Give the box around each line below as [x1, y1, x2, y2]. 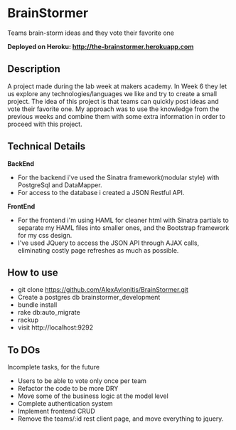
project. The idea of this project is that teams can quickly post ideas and [7, 97, 219, 105]
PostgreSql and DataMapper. [17, 180, 102, 189]
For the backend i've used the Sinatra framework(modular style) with [17, 173, 220, 182]
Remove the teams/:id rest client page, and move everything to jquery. [17, 414, 224, 423]
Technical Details [7, 140, 86, 152]
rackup [17, 315, 39, 325]
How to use [7, 266, 58, 278]
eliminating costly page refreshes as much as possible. [17, 246, 179, 254]
